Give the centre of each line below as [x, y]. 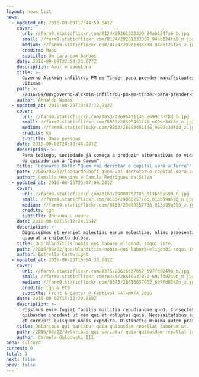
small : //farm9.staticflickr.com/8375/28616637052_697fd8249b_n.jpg [108, 277]
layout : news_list [29, 12]
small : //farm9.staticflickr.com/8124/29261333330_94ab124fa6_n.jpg [108, 39]
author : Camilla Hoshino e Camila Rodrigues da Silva [84, 178]
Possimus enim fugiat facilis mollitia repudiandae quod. [95, 310]
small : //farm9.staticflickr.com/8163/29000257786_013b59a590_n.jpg [108, 199]
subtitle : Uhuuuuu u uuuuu [55, 216]
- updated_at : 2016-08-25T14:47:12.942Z [62, 105]
